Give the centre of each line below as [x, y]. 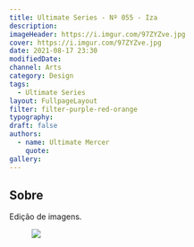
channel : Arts [36, 68]
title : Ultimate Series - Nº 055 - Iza [84, 17]
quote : [38, 150]
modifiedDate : [36, 59]
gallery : [25, 159]
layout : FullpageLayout [54, 101]
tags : [19, 84]
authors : [25, 134]
